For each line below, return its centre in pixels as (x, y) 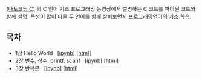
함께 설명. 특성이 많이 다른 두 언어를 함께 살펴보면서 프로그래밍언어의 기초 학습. (99, 16)
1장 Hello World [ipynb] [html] (53, 53)
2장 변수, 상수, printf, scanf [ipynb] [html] (67, 60)
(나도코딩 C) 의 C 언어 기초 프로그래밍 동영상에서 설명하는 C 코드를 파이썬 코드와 (101, 9)
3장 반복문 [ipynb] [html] (47, 68)
